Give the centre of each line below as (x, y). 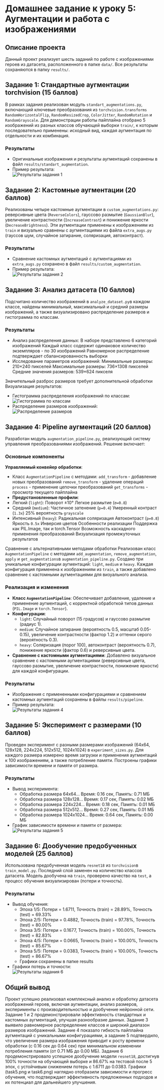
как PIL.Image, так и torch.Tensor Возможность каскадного (74, 529)
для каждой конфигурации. (41, 671)
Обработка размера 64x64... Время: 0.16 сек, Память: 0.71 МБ (85, 794)
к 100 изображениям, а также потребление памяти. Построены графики (81, 760)
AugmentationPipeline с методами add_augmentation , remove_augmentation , (81, 554)
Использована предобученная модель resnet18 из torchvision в (72, 865)
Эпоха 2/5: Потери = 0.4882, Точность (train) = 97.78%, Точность (87, 920)
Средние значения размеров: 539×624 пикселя (62, 372)
